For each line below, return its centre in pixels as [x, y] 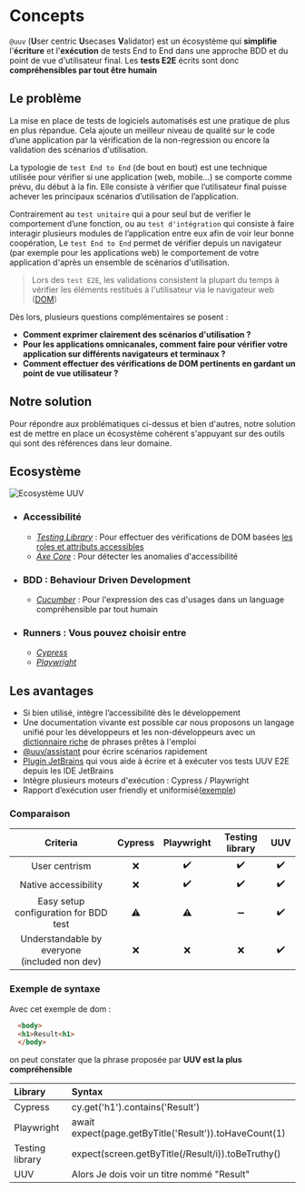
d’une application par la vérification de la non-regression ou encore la [140, 140]
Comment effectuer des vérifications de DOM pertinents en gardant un [159, 363]
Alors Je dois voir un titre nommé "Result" [161, 1175]
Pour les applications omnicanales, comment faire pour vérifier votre [155, 344]
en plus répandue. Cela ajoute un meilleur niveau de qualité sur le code [142, 130]
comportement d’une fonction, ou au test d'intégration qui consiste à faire [152, 223]
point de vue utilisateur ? [70, 373]
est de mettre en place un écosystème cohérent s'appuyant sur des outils [147, 433]
